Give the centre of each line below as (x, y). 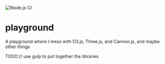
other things (18, 47)
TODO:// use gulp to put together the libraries (52, 56)
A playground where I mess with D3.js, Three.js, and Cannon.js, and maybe (82, 41)
